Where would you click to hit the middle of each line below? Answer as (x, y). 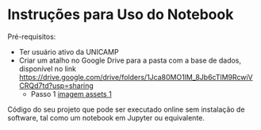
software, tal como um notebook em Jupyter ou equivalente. (106, 117)
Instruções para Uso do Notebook (121, 15)
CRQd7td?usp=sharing (56, 86)
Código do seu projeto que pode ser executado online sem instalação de (126, 109)
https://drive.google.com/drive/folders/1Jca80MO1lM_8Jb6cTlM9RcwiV (136, 77)
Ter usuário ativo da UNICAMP (69, 52)
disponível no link (48, 68)
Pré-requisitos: (32, 36)
